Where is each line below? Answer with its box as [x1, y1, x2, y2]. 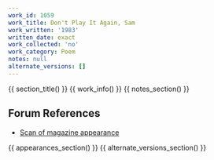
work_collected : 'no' [8, 41, 79, 49]
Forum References [8, 107, 101, 120]
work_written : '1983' [8, 26, 79, 34]
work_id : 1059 [8, 11, 55, 20]
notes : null [8, 56, 47, 64]
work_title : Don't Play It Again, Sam [8, 19, 135, 27]
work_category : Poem [8, 48, 76, 56]
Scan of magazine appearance [19, 127, 120, 137]
